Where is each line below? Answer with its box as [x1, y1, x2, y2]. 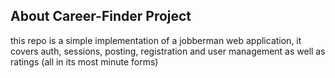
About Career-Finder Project [10, 8, 192, 25]
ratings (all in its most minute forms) [10, 55, 159, 68]
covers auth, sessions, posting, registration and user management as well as [10, 45, 326, 57]
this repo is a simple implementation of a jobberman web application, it [10, 34, 302, 46]
